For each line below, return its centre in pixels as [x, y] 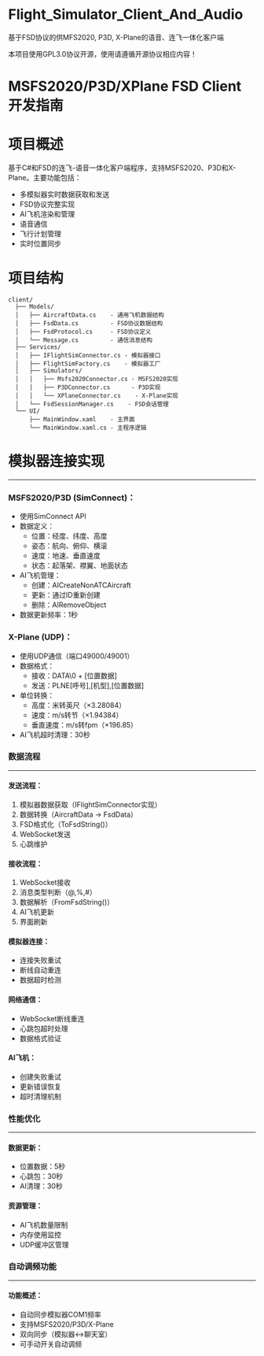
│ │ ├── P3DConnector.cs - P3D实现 [88, 387]
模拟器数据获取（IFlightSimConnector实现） [91, 805]
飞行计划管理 [40, 234]
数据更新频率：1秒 [49, 615]
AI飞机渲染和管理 [47, 214]
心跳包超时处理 [44, 1028]
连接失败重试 [40, 960]
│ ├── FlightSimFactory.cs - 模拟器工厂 [88, 364]
